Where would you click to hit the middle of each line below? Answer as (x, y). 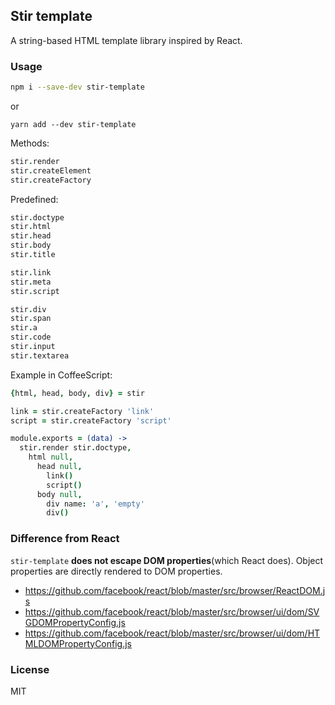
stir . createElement (51, 170)
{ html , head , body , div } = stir (77, 393)
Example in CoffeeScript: (61, 375)
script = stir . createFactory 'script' (91, 420)
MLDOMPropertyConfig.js (78, 643)
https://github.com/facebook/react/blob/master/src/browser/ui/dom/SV (172, 611)
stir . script (35, 291)
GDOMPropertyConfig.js (75, 622)
